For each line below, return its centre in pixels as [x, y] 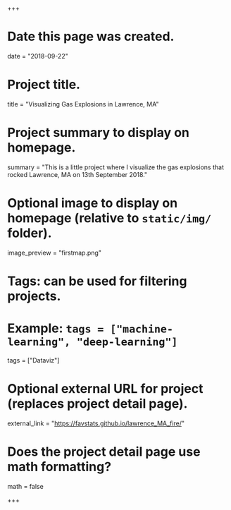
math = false [25, 486]
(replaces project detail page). [98, 404]
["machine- [142, 329]
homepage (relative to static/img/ [110, 218]
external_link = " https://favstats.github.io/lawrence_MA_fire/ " [96, 423]
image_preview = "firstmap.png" [55, 253]
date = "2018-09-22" [38, 56]
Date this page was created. [91, 37]
